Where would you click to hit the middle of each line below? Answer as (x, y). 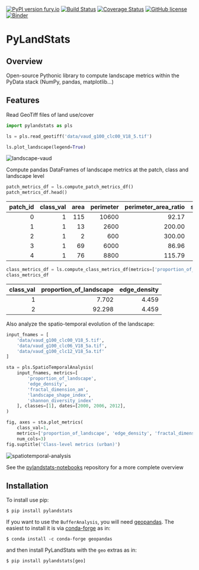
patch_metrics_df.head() (37, 193)
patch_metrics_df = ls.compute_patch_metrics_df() (70, 187)
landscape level (25, 176)
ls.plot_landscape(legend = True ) (46, 147)
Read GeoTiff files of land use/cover (50, 114)
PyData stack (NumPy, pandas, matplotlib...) (60, 82)
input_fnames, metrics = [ (47, 373)
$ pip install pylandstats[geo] (46, 561)
